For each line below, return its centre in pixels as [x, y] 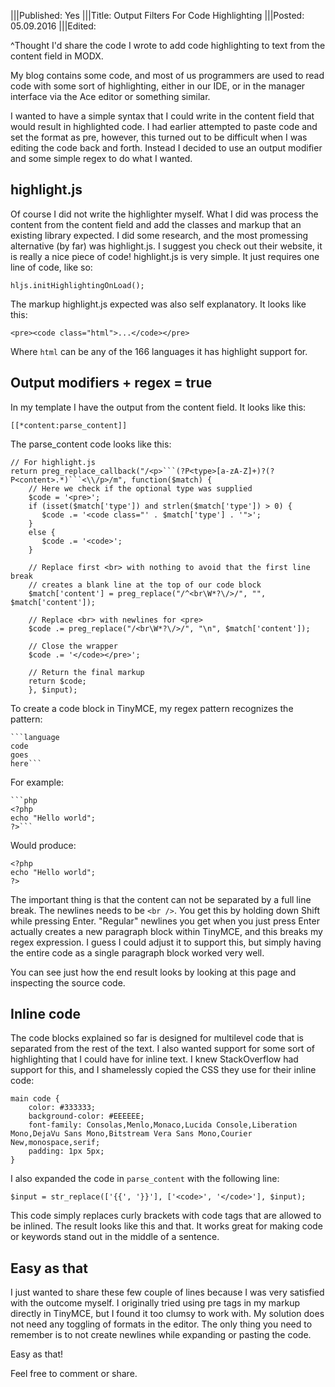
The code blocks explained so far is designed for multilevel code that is [157, 1038]
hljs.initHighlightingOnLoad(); [77, 285]
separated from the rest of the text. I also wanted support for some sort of [162, 1049]
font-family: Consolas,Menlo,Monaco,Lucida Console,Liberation [163, 1125]
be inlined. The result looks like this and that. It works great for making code [166, 1226]
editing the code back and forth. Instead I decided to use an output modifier [166, 148]
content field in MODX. [57, 56]
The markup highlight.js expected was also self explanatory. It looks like [158, 304]
